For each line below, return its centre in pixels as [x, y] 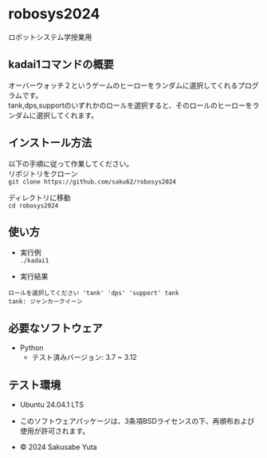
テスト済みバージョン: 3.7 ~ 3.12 [84, 357]
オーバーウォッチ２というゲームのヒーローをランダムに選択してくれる [123, 85]
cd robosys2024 [33, 205]
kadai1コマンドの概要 [61, 65]
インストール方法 [50, 143]
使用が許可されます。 [55, 431]
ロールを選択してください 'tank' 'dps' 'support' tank [94, 293]
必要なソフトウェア [55, 328]
